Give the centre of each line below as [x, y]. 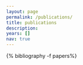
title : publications [32, 22]
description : [22, 28]
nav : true [18, 39]
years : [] [18, 34]
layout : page [22, 12]
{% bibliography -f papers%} [41, 56]
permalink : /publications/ [39, 17]
